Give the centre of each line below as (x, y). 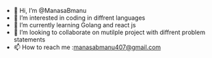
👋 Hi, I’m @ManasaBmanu (50, 11)
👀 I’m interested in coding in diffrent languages (79, 18)
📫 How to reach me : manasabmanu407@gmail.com (87, 47)
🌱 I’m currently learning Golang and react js (75, 25)
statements (29, 40)
